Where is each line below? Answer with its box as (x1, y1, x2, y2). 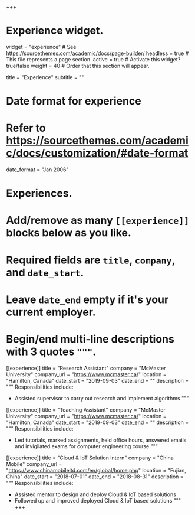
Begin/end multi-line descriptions (6, 333, 175, 345)
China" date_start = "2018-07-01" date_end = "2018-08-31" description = (6, 473, 184, 480)
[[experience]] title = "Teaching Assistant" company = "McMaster (6, 406, 166, 413)
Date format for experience (6, 94, 141, 108)
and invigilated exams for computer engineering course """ (14, 442, 158, 449)
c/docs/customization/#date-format (6, 146, 189, 160)
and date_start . (6, 266, 84, 279)
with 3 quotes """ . (6, 345, 97, 358)
